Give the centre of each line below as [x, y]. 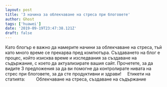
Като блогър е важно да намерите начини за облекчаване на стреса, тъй [83, 47]
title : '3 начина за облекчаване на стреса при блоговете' [68, 14]
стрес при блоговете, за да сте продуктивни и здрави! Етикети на [78, 74]
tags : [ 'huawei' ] [23, 24]
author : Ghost [20, 19]
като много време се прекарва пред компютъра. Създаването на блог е [83, 52]
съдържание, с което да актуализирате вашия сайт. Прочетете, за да [79, 63]
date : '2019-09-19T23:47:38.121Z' [41, 28]
